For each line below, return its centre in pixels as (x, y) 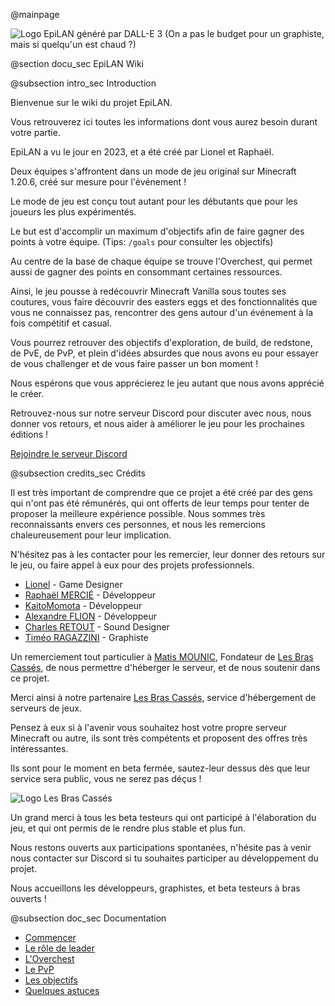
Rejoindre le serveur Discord (69, 453)
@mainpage (35, 14)
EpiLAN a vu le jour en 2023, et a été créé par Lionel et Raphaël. (142, 152)
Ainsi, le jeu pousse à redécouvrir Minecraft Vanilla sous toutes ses (148, 291)
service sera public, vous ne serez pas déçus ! (106, 778)
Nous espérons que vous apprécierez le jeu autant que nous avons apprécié (167, 383)
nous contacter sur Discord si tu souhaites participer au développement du (164, 858)
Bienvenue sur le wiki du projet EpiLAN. (91, 102)
